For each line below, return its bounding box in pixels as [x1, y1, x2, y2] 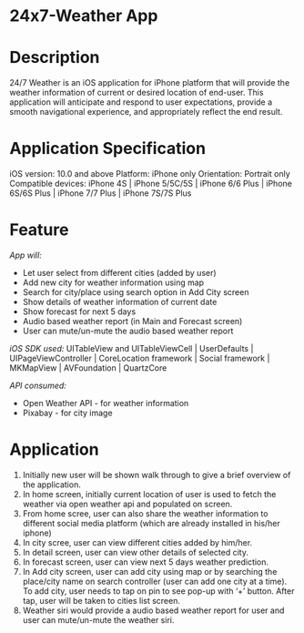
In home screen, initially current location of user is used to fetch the [22, 488, 277, 499]
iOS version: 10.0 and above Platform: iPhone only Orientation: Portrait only [9, 168, 291, 179]
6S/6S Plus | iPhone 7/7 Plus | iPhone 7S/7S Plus [9, 188, 192, 199]
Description [9, 47, 100, 68]
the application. [22, 479, 82, 490]
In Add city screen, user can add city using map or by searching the [22, 566, 278, 577]
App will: [9, 250, 43, 260]
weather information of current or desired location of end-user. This [9, 87, 264, 98]
